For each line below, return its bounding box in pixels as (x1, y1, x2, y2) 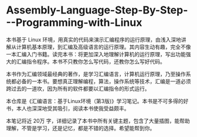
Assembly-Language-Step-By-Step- (6, 4, 188, 17)
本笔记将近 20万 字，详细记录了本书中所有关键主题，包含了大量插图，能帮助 (6, 117, 191, 124)
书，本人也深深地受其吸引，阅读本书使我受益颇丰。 (6, 105, 130, 112)
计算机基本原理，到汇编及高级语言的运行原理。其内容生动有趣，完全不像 (16, 43, 191, 50)
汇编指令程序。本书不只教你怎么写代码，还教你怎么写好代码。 (16, 58, 165, 65)
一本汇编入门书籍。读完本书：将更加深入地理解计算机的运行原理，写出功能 (6, 50, 186, 57)
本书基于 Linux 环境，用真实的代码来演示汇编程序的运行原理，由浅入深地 (6, 36, 182, 43)
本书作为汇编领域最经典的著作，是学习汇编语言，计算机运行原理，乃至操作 (6, 70, 186, 77)
